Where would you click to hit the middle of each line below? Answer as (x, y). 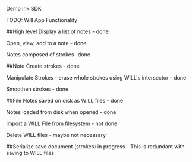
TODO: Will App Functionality (42, 20)
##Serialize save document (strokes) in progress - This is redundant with (96, 147)
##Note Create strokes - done (43, 66)
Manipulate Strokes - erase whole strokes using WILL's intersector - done (96, 77)
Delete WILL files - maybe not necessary (56, 135)
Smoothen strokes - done (37, 89)
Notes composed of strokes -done (48, 55)
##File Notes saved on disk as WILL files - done (65, 101)
